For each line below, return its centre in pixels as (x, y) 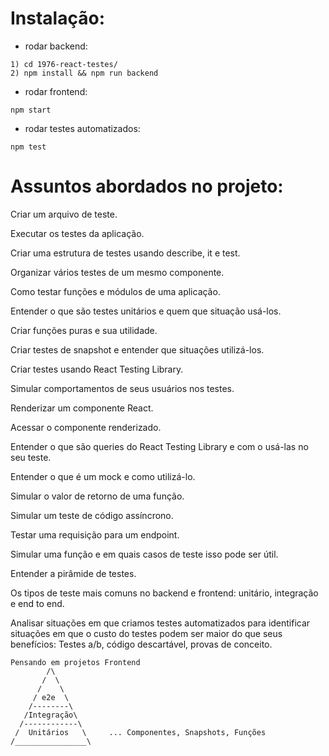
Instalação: (57, 18)
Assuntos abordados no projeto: (147, 186)
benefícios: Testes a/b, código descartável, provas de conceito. (141, 644)
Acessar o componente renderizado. (86, 427)
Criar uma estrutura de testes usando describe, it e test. (125, 253)
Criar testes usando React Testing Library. (97, 369)
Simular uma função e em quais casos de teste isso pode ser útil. (144, 554)
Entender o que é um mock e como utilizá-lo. (103, 476)
